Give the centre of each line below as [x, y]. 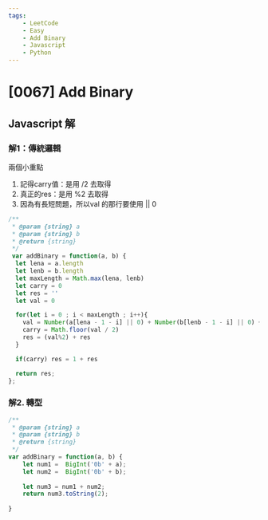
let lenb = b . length [49, 271]
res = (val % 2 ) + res [57, 337]
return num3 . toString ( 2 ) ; [66, 494]
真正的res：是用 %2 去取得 [64, 194]
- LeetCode [41, 23]
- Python [37, 53]
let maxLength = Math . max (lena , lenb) [80, 278]
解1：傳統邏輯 [35, 148]
